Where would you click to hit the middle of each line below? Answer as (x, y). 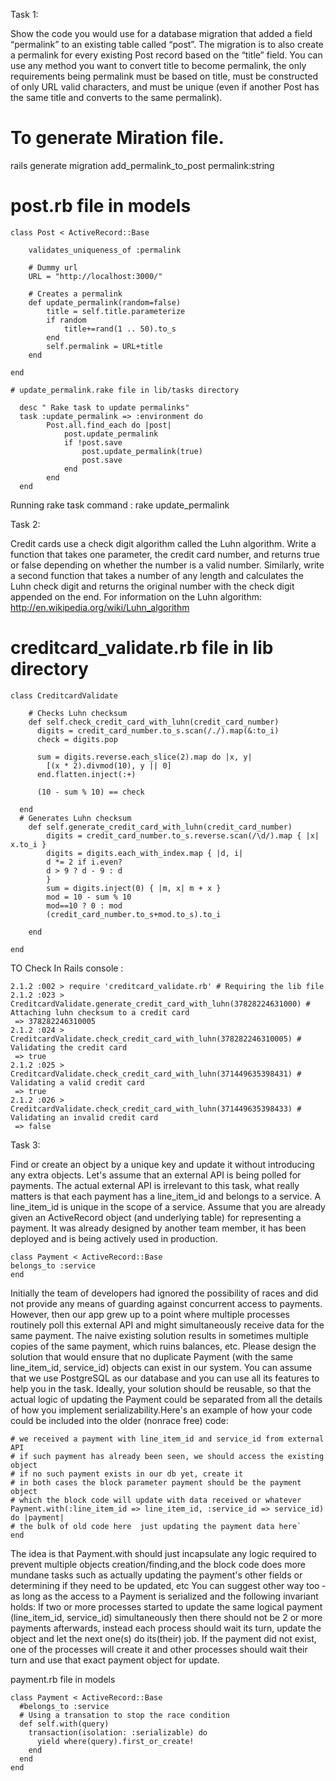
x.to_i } (28, 844)
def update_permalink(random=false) (105, 302)
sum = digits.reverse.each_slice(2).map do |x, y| (144, 757)
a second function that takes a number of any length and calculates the (157, 575)
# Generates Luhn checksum (75, 818)
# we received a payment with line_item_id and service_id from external (167, 1439)
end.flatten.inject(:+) (86, 774)
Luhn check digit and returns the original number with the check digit (152, 586)
